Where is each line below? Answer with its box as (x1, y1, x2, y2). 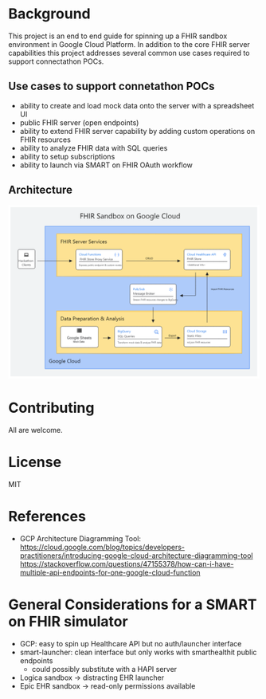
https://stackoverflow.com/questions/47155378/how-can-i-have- (19, 559, 234, 568)
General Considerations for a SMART (8, 595, 257, 614)
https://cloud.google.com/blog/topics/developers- (19, 542, 186, 552)
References (8, 508, 86, 526)
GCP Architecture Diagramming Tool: (19, 533, 142, 543)
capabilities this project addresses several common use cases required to (8, 48, 250, 57)
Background (8, 5, 91, 23)
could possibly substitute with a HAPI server (31, 664, 178, 673)
